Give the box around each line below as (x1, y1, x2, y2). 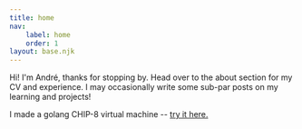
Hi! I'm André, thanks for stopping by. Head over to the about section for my (9, 72, 293, 83)
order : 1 (25, 38, 59, 48)
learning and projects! (9, 92, 92, 103)
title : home (9, 13, 54, 23)
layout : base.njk (9, 47, 75, 56)
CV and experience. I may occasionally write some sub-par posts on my (9, 82, 278, 93)
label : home (25, 30, 71, 39)
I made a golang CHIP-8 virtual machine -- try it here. (9, 109, 209, 120)
